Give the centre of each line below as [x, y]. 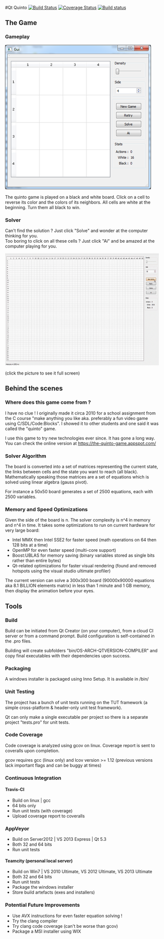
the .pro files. [18, 641]
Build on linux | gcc [31, 800]
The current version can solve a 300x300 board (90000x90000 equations [80, 581]
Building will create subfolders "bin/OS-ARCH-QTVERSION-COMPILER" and [81, 650]
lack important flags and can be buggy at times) [53, 765]
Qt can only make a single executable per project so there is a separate [77, 717]
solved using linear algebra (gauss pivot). [47, 482]
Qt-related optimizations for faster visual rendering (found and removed [84, 566]
